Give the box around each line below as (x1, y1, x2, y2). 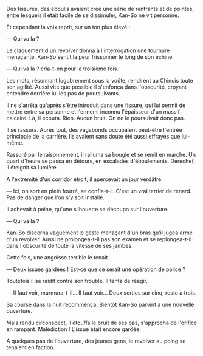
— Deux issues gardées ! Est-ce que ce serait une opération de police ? (6, 265, 186, 273)
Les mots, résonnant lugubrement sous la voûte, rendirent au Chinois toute (6, 77, 193, 84)
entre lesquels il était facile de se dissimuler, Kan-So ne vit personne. (6, 12, 179, 19)
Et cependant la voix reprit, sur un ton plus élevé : (6, 24, 131, 30)
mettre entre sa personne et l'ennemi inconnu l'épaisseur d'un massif (6, 108, 181, 115)
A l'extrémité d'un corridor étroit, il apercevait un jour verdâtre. (6, 176, 163, 183)
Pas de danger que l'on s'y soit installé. (6, 194, 105, 201)
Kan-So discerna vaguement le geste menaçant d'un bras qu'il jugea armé (6, 229, 193, 236)
